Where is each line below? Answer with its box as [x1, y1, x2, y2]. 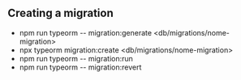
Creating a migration [7, 6, 114, 20]
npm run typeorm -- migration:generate [19, 27, 152, 37]
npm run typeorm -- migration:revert [19, 62, 142, 72]
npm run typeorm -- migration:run [19, 53, 133, 63]
